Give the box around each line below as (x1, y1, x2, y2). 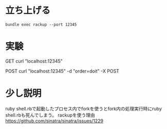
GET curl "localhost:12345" (5, 58, 63, 64)
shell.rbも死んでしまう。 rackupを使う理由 (5, 112, 95, 118)
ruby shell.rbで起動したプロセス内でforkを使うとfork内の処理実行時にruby (5, 105, 162, 112)
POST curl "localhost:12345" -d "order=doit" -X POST (5, 68, 120, 74)
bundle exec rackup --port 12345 (5, 22, 77, 27)
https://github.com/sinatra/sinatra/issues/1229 (5, 118, 104, 124)
